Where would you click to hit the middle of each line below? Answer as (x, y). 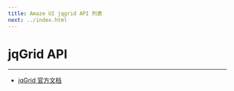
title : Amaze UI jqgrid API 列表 (55, 13)
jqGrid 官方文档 (40, 81)
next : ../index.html (38, 20)
